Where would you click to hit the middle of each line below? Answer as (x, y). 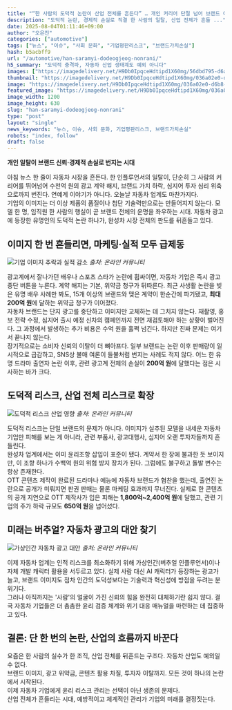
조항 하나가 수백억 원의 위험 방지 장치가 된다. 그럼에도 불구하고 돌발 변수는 (123, 463)
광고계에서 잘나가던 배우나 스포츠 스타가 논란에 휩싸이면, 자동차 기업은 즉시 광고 (114, 276)
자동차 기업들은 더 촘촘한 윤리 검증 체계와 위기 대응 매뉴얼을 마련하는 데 (110, 606)
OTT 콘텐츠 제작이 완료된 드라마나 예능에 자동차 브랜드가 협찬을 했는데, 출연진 (112, 480)
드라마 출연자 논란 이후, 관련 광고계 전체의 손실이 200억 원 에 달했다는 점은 (114, 363)
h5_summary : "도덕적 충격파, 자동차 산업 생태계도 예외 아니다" (87, 65)
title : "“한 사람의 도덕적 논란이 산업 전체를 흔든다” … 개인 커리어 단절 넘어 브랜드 (114, 13)
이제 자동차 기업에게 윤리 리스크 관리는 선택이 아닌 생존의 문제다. (94, 691)
